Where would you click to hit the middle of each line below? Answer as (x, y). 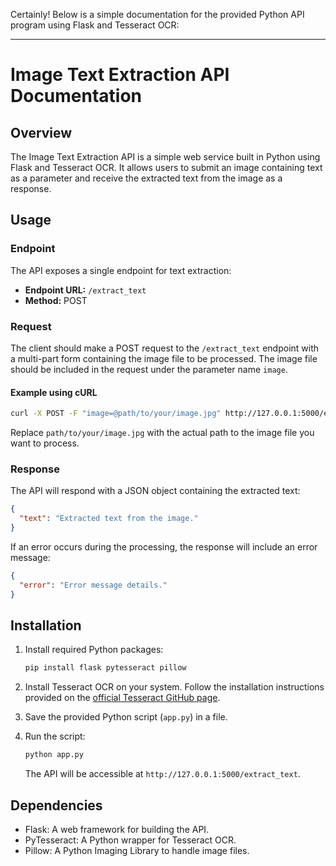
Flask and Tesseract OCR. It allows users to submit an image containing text (166, 167)
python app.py (54, 755)
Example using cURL (54, 392)
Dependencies (56, 805)
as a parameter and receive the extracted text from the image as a (146, 178)
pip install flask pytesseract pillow (105, 668)
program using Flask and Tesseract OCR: (95, 25)
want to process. (45, 443)
